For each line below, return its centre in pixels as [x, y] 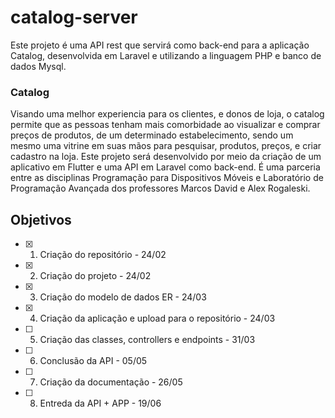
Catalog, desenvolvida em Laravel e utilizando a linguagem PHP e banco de [166, 55]
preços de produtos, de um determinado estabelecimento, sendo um [152, 135]
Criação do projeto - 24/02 [95, 276]
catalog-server [74, 17]
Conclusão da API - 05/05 [93, 361]
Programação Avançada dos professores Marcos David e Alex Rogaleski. [160, 188]
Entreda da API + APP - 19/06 [100, 403]
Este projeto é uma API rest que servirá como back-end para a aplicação [160, 45]
